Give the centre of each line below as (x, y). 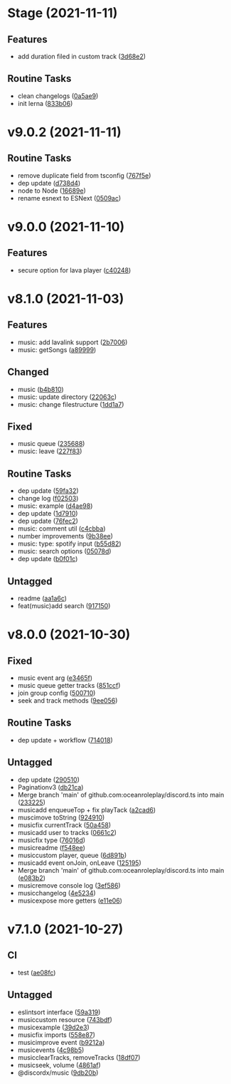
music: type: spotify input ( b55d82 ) (70, 544)
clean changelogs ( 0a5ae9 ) (58, 96)
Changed (28, 372)
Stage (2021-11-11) (63, 13)
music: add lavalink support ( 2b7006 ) (72, 342)
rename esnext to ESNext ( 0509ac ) (69, 198)
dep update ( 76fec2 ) (48, 521)
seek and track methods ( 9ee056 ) (68, 701)
